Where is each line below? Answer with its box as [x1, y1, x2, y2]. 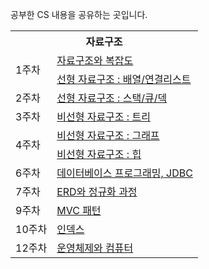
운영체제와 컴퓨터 [56, 241, 134, 255]
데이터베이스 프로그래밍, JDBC [56, 166, 193, 180]
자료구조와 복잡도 [56, 54, 134, 67]
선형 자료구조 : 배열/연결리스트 [56, 73, 192, 86]
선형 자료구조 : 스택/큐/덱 [56, 91, 168, 105]
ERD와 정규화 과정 [56, 185, 138, 198]
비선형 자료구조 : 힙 [56, 148, 142, 161]
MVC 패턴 [56, 204, 102, 217]
